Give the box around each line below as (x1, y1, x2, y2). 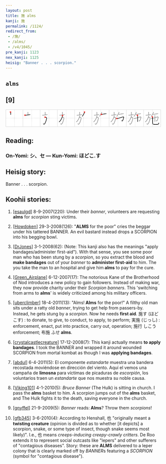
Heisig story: (5, 168, 46, 176)
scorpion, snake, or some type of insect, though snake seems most (12, 426, 150, 432)
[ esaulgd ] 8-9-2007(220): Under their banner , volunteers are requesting (12, 208, 160, 214)
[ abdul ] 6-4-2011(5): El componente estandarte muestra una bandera (12, 359, 154, 365)
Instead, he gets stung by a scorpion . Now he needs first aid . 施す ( (12, 310, 150, 316)
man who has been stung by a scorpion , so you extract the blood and (12, 254, 154, 260)
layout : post (5, 8, 33, 13)
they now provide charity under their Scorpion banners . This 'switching (12, 285, 158, 291)
